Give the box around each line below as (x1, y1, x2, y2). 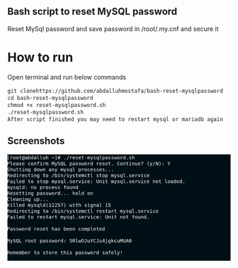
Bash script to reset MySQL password (7, 6, 178, 18)
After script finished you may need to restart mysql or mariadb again (7, 116, 223, 123)
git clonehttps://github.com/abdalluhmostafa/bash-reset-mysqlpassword (7, 87, 223, 94)
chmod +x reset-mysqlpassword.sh (7, 101, 106, 108)
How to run (7, 50, 74, 65)
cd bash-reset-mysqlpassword (7, 94, 93, 101)
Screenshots (7, 135, 65, 147)
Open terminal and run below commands (7, 72, 126, 81)
